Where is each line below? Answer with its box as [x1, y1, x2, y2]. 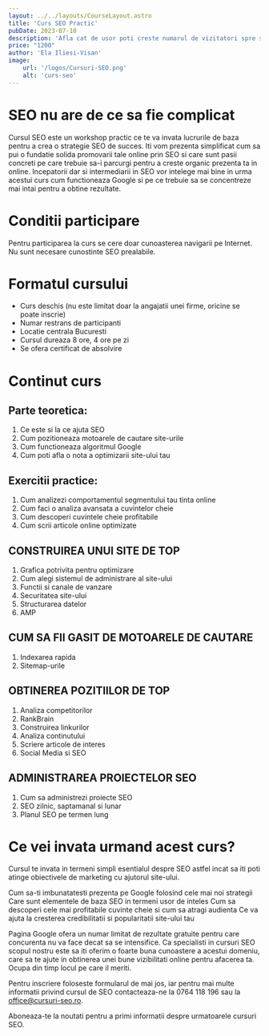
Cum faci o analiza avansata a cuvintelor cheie [19, 504, 174, 513]
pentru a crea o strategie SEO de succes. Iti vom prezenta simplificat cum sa [8, 141, 261, 151]
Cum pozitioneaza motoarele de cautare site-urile [19, 434, 184, 443]
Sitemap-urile [19, 661, 66, 670]
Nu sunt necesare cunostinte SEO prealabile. [8, 246, 156, 257]
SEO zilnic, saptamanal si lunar [19, 801, 122, 811]
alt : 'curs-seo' [22, 71, 78, 79]
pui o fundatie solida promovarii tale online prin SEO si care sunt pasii [8, 149, 238, 159]
